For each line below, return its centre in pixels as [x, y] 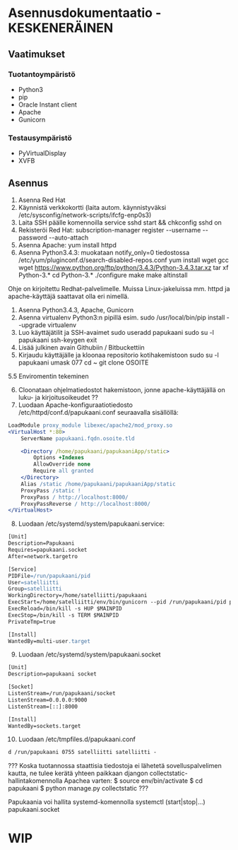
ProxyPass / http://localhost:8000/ [75, 497]
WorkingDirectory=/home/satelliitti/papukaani [78, 596]
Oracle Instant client [47, 105]
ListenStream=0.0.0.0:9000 [48, 700]
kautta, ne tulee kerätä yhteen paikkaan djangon [78, 773]
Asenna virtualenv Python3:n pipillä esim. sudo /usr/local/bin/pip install [121, 317]
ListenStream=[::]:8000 [43, 707]
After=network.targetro [43, 556]
